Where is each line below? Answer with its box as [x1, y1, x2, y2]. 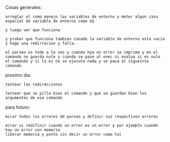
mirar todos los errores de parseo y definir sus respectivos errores [5, 114, 158, 119]
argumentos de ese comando [5, 95, 63, 100]
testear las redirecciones [5, 82, 63, 87]
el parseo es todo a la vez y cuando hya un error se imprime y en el [5, 50, 158, 55]
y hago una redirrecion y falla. [5, 41, 76, 46]
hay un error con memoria [5, 127, 60, 132]
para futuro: [5, 104, 31, 110]
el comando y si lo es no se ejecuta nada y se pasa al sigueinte [5, 59, 149, 64]
